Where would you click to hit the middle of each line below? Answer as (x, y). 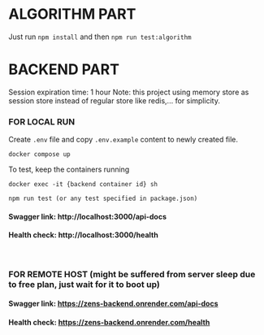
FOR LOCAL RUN (42, 121)
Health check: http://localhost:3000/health (83, 235)
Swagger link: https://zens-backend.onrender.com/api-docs (113, 304)
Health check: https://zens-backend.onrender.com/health (109, 323)
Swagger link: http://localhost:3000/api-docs (88, 216)
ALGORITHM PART (72, 14)
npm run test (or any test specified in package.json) (103, 199)
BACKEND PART (64, 70)
